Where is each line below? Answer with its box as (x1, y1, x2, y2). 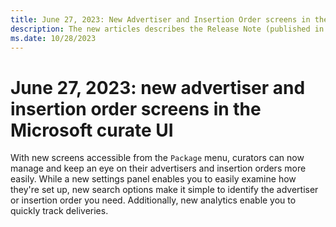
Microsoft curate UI (10, 119, 174, 141)
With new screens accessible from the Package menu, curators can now (10, 152, 305, 164)
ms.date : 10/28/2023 (10, 33, 97, 43)
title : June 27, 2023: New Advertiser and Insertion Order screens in (10, 14, 311, 25)
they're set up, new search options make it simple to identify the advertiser (10, 184, 319, 196)
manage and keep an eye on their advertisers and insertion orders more (10, 162, 307, 175)
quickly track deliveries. (10, 205, 109, 217)
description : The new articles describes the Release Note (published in (10, 24, 325, 34)
